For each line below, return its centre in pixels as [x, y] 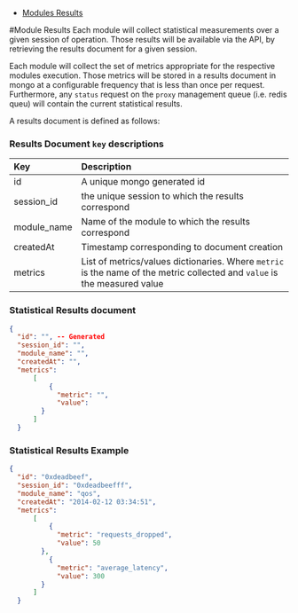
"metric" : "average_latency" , [112, 568]
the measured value [122, 284]
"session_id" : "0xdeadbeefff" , [75, 486]
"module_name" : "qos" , [59, 493]
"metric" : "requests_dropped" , [114, 535]
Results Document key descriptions [86, 144]
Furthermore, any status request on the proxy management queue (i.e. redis [148, 94]
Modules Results [52, 13]
